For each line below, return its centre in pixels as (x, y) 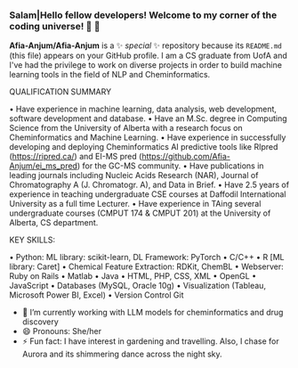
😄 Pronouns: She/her (62, 331)
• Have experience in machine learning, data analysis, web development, (143, 109)
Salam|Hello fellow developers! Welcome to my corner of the (143, 15)
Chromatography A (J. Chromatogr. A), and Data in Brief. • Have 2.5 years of (149, 185)
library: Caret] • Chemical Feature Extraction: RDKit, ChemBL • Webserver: (147, 266)
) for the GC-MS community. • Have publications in (170, 166)
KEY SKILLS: (32, 240)
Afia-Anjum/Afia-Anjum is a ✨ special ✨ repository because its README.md (145, 45)
